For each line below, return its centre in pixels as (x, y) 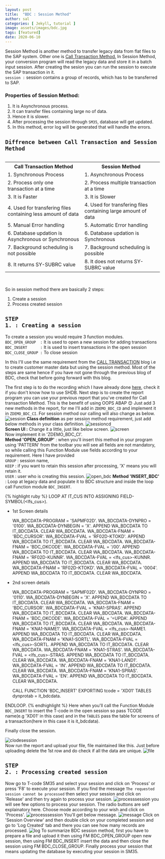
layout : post (18, 10)
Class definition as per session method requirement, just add (89, 418)
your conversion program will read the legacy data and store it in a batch (79, 62)
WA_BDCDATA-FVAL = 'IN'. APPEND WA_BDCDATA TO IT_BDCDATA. (82, 665)
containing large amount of (115, 211)
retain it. (14, 471)
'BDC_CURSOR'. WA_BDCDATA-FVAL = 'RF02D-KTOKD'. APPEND (79, 536)
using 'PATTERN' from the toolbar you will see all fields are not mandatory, (80, 445)
